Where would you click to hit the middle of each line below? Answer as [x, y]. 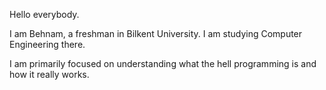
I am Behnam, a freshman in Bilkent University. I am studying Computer [156, 33]
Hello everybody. [44, 14]
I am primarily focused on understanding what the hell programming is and [163, 63]
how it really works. [49, 74]
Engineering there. [47, 44]
